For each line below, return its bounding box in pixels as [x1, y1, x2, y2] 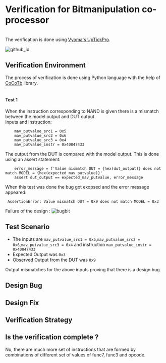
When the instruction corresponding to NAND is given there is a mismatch [5, 108, 159, 114]
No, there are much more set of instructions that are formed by [5, 346, 136, 352]
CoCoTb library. [5, 80, 38, 86]
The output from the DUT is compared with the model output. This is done [5, 151, 159, 157]
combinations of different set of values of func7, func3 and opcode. [5, 351, 146, 358]
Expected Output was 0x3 [12, 251, 66, 257]
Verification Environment [5, 61, 86, 69]
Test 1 [5, 97, 18, 103]
